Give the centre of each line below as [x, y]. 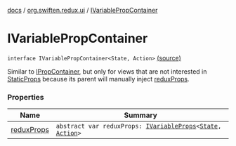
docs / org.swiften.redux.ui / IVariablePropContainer [83, 10]
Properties [26, 97]
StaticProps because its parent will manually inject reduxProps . [98, 79]
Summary [141, 115]
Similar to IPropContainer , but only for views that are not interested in [107, 71]
